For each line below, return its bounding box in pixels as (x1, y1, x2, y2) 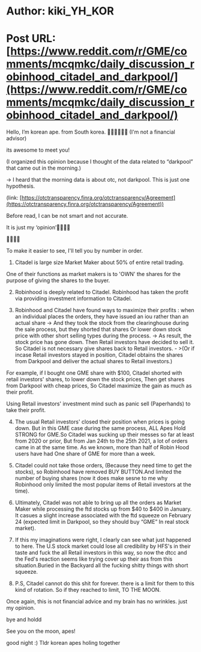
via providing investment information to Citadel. (14, 295, 133, 302)
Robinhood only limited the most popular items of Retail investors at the (14, 481, 191, 488)
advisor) (6, 135, 27, 142)
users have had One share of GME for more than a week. (14, 450, 156, 458)
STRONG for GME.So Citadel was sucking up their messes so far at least (14, 431, 194, 438)
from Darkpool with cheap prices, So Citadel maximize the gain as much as (6, 382, 192, 389)
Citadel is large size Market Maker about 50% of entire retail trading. (14, 259, 184, 266)
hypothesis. (6, 182, 35, 190)
